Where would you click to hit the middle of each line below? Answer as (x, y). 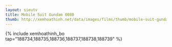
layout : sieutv (21, 10)
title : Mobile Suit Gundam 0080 (40, 15)
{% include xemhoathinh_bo (35, 34)
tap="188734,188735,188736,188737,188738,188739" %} (64, 39)
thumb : (12, 19)
